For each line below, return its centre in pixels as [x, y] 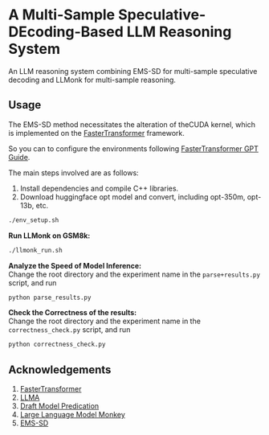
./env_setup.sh [34, 220]
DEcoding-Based [66, 32]
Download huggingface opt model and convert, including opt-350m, [132, 197]
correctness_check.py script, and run [69, 330]
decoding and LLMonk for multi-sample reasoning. [92, 80]
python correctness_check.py [57, 345]
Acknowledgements [60, 369]
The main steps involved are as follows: [73, 172]
